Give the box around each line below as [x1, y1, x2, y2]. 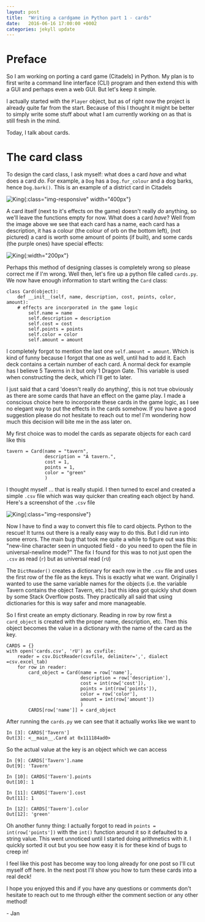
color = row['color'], [80, 691, 138, 697]
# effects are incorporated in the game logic [17, 304, 138, 311]
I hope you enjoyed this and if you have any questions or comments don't [6, 885, 192, 892]
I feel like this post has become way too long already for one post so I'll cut [6, 860, 195, 867]
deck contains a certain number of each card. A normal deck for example [6, 361, 191, 368]
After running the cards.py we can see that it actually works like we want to [6, 718, 196, 725]
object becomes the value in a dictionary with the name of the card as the [6, 624, 192, 632]
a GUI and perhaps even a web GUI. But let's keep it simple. [6, 86, 157, 93]
